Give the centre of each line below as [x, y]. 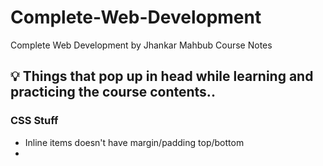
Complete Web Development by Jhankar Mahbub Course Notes [141, 45]
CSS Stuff [34, 121]
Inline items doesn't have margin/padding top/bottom [134, 142]
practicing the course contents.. [113, 92]
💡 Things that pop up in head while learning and [162, 76]
